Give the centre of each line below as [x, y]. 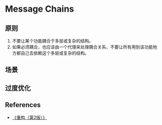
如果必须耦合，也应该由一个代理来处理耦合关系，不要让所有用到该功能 [82, 47]
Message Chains [40, 9]
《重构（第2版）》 [29, 117]
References [23, 105]
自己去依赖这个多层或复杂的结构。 [55, 53]
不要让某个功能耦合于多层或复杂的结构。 [53, 41]
